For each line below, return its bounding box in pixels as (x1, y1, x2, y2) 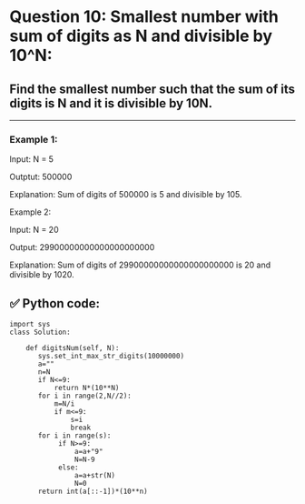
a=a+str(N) (74, 471, 116, 480)
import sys (9, 320, 51, 329)
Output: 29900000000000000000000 (9, 242, 155, 253)
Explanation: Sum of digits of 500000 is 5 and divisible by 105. (9, 189, 242, 200)
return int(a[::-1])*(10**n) (37, 487, 148, 497)
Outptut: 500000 (9, 171, 73, 183)
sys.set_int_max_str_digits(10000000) (37, 352, 184, 361)
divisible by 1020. (9, 269, 74, 280)
